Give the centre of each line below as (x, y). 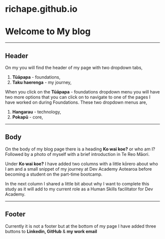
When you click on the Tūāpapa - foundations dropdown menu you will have (82, 91)
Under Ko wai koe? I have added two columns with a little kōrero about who (82, 164)
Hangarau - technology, (37, 112)
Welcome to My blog (48, 32)
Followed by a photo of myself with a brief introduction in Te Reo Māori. (77, 154)
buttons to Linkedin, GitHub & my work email (51, 231)
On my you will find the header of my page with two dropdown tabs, (74, 67)
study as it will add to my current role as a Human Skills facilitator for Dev (79, 189)
